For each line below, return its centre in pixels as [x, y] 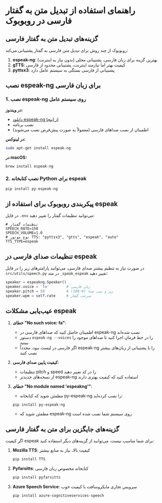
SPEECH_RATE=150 [22, 229]
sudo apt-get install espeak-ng [38, 148]
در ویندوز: [14, 110]
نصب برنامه [23, 125]
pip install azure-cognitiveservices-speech [58, 495]
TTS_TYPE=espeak [22, 242]
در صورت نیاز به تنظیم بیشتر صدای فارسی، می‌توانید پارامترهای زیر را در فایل [75, 268]
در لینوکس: [16, 139]
